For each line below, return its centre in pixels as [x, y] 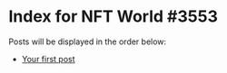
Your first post [48, 59]
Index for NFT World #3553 [113, 17]
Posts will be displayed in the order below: [88, 41]
